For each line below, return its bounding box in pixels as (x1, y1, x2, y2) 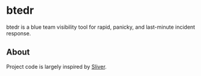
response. (6, 29, 31, 37)
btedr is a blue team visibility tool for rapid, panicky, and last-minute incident (6, 23, 196, 31)
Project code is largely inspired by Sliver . (6, 63, 107, 70)
